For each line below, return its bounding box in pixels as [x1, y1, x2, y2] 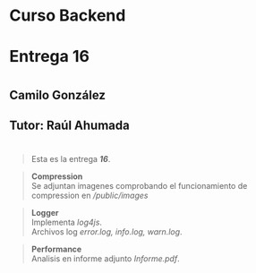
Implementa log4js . [30, 217, 103, 228]
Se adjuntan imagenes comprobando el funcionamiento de [30, 181, 248, 192]
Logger [30, 208, 60, 218]
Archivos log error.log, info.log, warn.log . [30, 226, 183, 237]
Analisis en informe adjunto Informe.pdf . [30, 253, 181, 264]
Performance [30, 243, 82, 255]
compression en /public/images [30, 190, 149, 201]
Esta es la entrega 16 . [30, 154, 111, 165]
